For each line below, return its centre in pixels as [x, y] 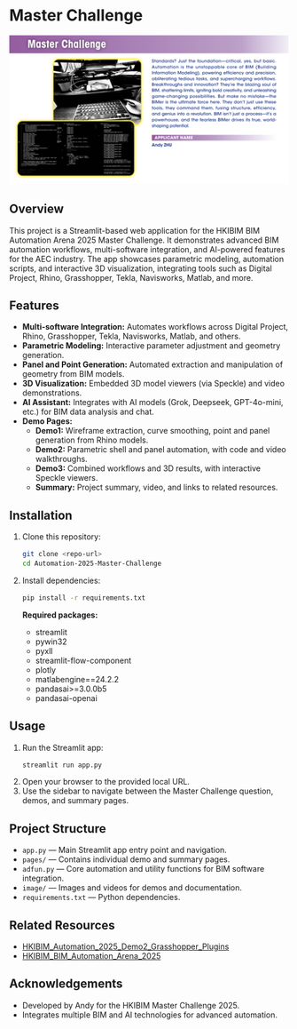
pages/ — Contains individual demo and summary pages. [126, 859]
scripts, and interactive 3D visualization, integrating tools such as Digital [141, 268]
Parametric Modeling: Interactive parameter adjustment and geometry [151, 346]
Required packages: [60, 615]
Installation [41, 515]
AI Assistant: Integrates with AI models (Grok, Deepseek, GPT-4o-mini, [152, 403]
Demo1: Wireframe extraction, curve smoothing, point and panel [152, 431]
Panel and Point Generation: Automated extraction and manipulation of [152, 364]
